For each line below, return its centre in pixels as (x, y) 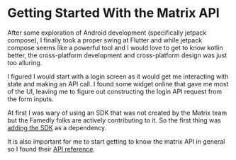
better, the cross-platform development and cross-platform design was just (117, 55)
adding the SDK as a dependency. (57, 127)
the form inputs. (31, 99)
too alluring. (25, 62)
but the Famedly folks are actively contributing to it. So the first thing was (114, 120)
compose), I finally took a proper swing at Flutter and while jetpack (105, 40)
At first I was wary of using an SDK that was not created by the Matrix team (117, 113)
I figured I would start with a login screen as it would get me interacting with (118, 76)
